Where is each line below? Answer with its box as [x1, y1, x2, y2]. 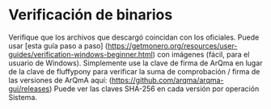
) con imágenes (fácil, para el [152, 49, 250, 59]
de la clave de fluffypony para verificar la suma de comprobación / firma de [8, 66, 260, 76]
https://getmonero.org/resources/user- [108, 40, 238, 50]
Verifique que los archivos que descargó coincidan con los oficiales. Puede [8, 32, 260, 42]
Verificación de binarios [8, 6, 173, 24]
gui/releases [8, 83, 50, 94]
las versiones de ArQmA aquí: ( [8, 75, 112, 85]
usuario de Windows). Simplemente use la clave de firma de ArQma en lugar [8, 58, 263, 68]
